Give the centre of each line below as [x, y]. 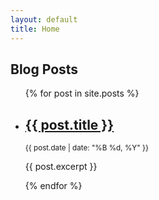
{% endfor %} [53, 186]
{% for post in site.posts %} [82, 93]
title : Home [35, 29]
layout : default [44, 19]
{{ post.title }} [69, 124]
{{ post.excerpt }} [61, 167]
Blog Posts [44, 69]
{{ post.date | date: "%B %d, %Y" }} [86, 148]
